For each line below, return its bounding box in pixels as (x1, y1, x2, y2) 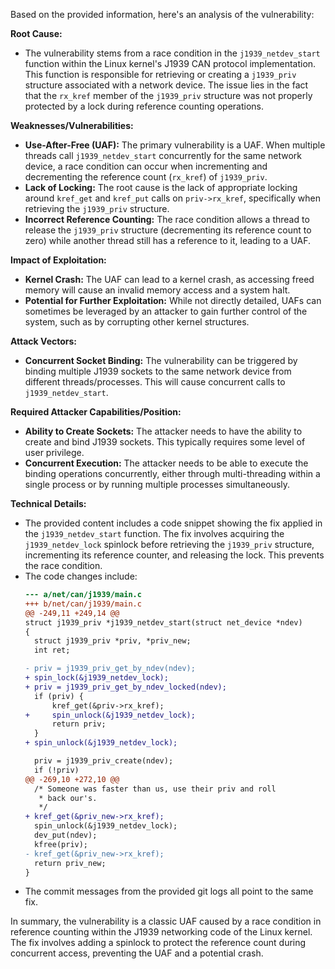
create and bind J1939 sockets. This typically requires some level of (24, 436, 306, 448)
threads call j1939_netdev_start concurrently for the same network (24, 150, 302, 161)
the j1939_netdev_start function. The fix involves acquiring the (24, 528, 285, 539)
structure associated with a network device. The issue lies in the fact (24, 79, 309, 91)
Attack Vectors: (10, 335, 78, 347)
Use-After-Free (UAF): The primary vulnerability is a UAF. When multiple (24, 139, 326, 151)
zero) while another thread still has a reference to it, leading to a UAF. (24, 235, 312, 246)
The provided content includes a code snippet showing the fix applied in (24, 517, 323, 529)
